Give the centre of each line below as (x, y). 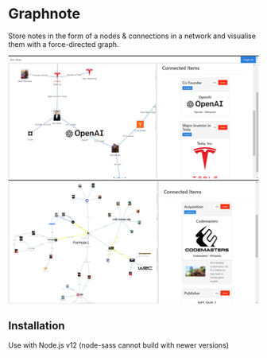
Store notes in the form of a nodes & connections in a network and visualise (132, 36)
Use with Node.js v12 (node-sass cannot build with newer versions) (118, 345)
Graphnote (44, 14)
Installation (37, 326)
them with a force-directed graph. (64, 44)
